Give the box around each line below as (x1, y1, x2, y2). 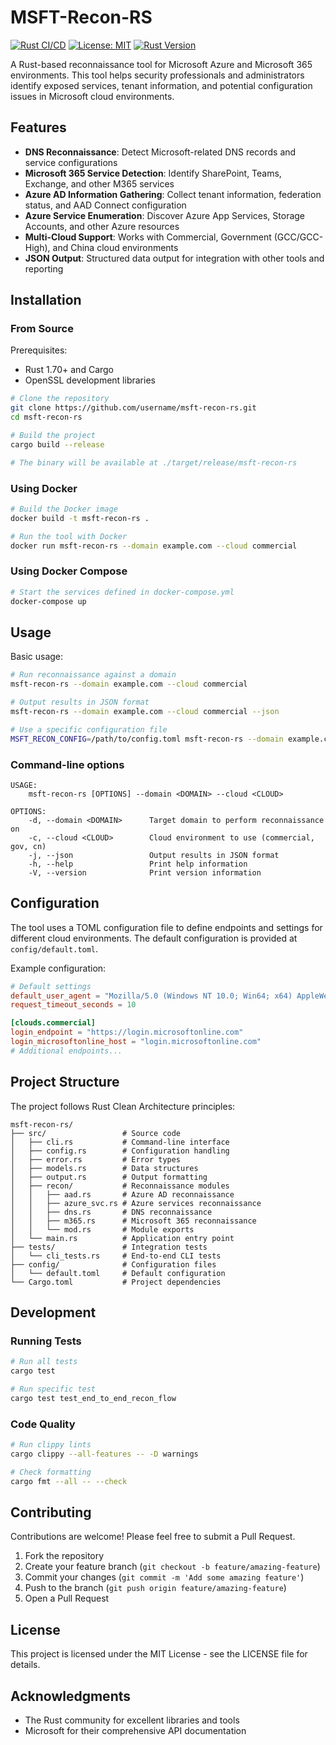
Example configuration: (10, 962, 107, 974)
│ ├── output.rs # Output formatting (10, 1172, 208, 1182)
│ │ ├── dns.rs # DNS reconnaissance (10, 1207, 213, 1217)
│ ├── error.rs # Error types (10, 1154, 182, 1165)
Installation (10, 292, 82, 309)
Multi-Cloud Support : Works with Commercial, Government (24, 231, 272, 243)
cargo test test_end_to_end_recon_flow (10, 1393, 177, 1403)
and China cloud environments (52, 241, 179, 253)
